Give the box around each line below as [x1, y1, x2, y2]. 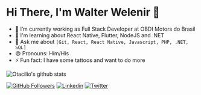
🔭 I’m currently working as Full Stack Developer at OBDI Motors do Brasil [14, 25, 196, 32]
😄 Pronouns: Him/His [14, 49, 69, 57]
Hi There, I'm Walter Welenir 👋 [6, 5, 160, 19]
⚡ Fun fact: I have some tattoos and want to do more [14, 57, 145, 64]
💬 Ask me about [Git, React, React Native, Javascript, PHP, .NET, [14, 38, 189, 45]
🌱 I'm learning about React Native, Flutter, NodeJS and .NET [14, 31, 165, 38]
